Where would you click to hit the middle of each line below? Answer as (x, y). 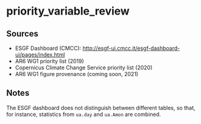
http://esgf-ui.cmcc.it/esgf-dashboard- (131, 48)
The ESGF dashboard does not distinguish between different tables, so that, (101, 108)
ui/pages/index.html (40, 55)
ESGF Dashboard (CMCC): (48, 48)
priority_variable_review (68, 11)
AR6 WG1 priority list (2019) (49, 61)
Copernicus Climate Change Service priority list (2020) (84, 67)
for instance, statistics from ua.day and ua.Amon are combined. (84, 114)
